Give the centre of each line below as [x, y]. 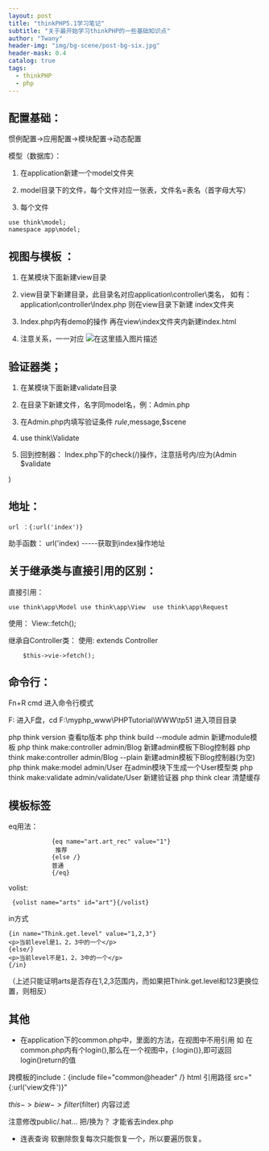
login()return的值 [48, 1060]
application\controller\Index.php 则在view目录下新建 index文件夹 [127, 305]
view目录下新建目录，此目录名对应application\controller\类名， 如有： [136, 294]
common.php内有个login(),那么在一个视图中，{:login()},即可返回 [126, 1050]
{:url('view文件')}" [38, 1087]
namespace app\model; [45, 230]
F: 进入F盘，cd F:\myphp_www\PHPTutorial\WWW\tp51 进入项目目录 [123, 720]
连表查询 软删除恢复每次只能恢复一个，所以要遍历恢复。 [113, 1139]
